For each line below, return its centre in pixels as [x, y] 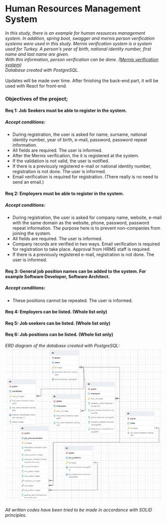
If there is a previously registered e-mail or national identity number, [82, 166]
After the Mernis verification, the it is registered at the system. [76, 156]
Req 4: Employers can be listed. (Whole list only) [56, 312]
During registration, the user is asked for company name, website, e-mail [87, 217]
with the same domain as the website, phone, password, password [81, 222]
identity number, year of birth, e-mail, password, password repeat [80, 140]
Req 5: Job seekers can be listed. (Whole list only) [58, 323]
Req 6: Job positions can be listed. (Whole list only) [59, 334]
